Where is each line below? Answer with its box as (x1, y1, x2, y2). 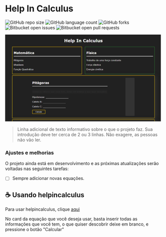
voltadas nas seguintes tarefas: (5, 166, 69, 172)
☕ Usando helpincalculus (5, 190, 85, 199)
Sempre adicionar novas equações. (12, 176, 85, 181)
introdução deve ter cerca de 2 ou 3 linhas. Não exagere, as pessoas (17, 131, 158, 137)
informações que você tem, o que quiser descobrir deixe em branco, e (5, 221, 149, 227)
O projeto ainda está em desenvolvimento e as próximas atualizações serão (5, 161, 159, 167)
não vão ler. (17, 137, 41, 143)
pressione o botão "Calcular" (5, 227, 64, 233)
